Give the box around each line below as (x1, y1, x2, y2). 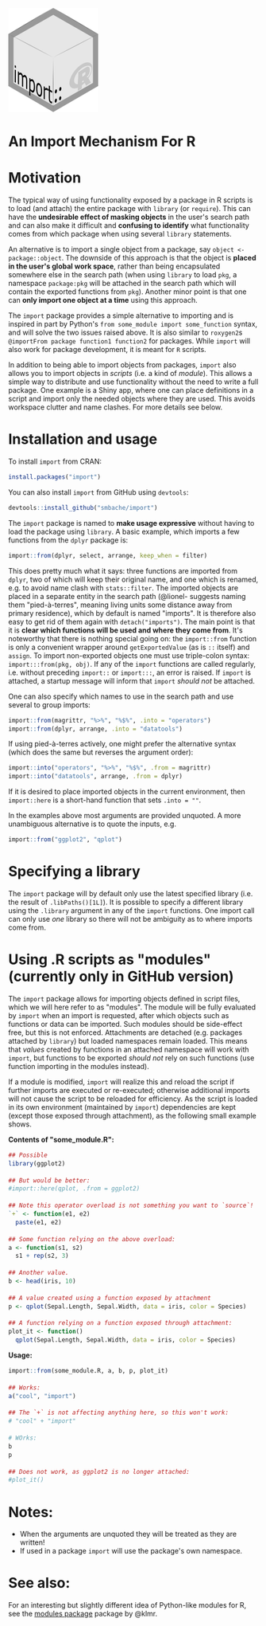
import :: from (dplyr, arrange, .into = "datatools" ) (8, 725, 183, 733)
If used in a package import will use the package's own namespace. (19, 1546, 243, 1556)
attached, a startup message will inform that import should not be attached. (8, 676, 256, 685)
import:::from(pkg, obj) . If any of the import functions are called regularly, (8, 659, 256, 668)
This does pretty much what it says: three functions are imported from (8, 566, 238, 575)
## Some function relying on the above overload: (8, 1235, 176, 1243)
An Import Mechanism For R (8, 132, 196, 151)
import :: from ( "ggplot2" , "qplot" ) (8, 836, 123, 844)
